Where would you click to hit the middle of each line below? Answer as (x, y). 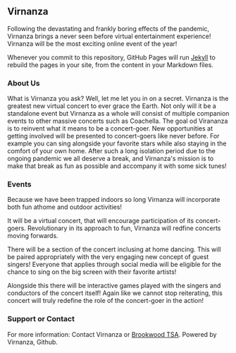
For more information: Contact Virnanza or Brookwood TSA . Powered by (112, 334)
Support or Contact (41, 319)
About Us (24, 83)
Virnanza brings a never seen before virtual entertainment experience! (109, 36)
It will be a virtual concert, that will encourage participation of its (101, 221)
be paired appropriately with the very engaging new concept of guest (108, 257)
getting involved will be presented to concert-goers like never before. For (113, 136)
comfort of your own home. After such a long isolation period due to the (112, 151)
